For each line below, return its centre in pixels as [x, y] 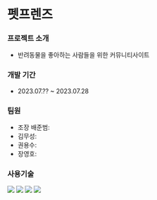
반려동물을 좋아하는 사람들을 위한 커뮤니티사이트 [83, 55]
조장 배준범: [34, 127]
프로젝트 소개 [28, 38]
